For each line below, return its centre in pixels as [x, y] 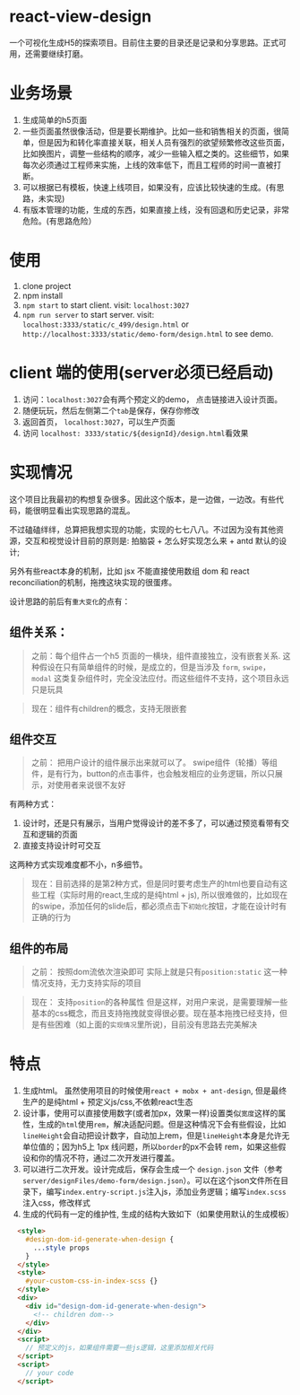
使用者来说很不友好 [90, 785]
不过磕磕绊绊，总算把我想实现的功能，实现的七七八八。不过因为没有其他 [142, 529]
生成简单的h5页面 [55, 119]
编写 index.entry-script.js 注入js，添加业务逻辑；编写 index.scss [166, 1192]
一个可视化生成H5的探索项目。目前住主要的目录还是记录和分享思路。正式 [144, 42]
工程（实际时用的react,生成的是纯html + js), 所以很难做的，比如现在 [163, 895]
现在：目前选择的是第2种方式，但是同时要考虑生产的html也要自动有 [155, 884]
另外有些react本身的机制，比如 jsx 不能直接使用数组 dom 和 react [129, 571]
